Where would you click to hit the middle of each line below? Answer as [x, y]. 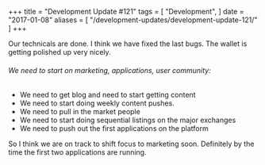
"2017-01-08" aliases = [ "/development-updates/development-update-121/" [133, 20]
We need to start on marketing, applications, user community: [110, 70]
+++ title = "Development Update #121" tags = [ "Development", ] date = [126, 12]
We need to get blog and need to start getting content [108, 95]
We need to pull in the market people [80, 112]
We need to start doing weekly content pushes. [97, 103]
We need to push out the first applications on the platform [114, 129]
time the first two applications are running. [77, 152]
